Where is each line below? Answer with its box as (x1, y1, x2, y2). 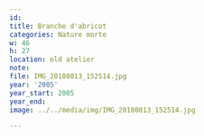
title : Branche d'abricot (9, 22, 107, 31)
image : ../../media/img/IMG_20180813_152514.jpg (9, 105, 196, 114)
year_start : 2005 (9, 88, 75, 97)
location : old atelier (9, 55, 95, 64)
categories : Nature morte (9, 30, 107, 39)
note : (9, 64, 30, 73)
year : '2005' (9, 80, 59, 89)
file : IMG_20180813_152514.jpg (9, 72, 127, 81)
